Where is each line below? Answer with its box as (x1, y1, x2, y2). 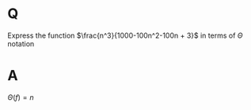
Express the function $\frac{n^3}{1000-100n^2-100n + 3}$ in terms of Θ (7, 31, 243, 40)
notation (7, 38, 35, 48)
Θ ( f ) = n (7, 92, 35, 102)
